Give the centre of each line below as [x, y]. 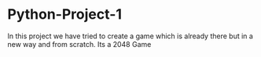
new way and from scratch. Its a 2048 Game [79, 44]
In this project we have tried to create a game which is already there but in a [130, 36]
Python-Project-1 [65, 14]
